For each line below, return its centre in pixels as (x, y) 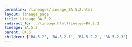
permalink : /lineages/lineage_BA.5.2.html (49, 10)
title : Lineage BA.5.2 (28, 19)
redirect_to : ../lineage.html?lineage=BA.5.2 (52, 23)
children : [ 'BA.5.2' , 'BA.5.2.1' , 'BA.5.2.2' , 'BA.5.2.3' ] (66, 37)
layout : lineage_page (27, 14)
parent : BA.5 (18, 32)
